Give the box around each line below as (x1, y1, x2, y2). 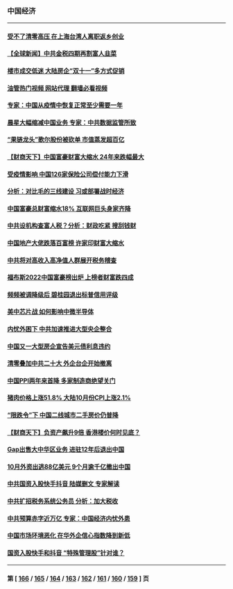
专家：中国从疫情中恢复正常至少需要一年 (7, 101, 123, 109)
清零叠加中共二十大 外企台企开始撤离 (7, 360, 112, 368)
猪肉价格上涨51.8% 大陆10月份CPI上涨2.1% (7, 394, 131, 402)
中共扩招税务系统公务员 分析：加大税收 (7, 497, 119, 505)
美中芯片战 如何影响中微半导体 (7, 307, 94, 316)
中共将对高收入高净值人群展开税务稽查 (7, 256, 116, 264)
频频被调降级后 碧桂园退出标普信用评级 (7, 290, 119, 298)
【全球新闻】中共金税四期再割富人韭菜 (7, 49, 116, 58)
